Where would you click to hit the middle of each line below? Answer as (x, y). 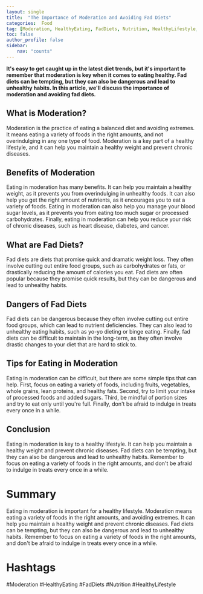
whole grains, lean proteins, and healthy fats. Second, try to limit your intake (101, 391)
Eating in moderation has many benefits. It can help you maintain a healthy (99, 187)
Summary (31, 494)
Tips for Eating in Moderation (62, 364)
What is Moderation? (46, 114)
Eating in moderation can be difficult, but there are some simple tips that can (101, 378)
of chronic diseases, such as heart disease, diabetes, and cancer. (88, 226)
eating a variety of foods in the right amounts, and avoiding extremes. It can (101, 517)
